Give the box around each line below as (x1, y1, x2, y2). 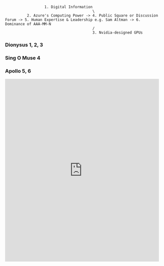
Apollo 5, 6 (5, 67, 31, 74)
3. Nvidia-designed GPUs (92, 30, 143, 35)
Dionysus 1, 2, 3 (5, 41, 43, 48)
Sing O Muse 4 (5, 54, 41, 61)
